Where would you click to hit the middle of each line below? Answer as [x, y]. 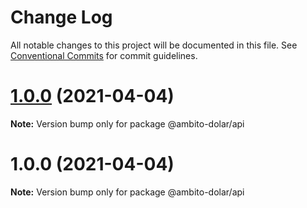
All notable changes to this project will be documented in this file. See [154, 45]
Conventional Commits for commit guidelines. [104, 55]
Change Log [61, 17]
